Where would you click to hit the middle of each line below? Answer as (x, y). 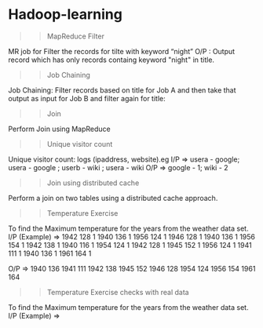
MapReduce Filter (75, 36)
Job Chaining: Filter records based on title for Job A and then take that (122, 90)
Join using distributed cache (93, 183)
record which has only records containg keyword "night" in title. (111, 60)
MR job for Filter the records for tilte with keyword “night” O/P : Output (122, 51)
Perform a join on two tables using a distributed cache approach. (113, 198)
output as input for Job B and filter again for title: (87, 98)
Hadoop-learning (66, 15)
